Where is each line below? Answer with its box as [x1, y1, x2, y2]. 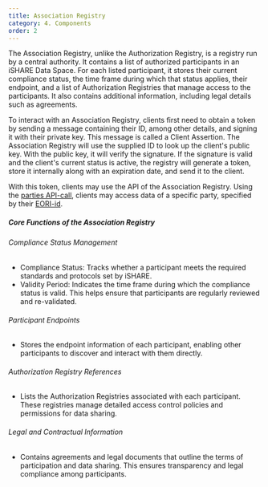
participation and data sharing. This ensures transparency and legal [19, 461, 244, 470]
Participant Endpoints [8, 315, 80, 325]
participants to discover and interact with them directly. [19, 348, 203, 358]
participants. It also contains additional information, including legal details [8, 91, 251, 101]
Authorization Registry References [8, 367, 122, 376]
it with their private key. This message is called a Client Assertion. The [8, 132, 241, 142]
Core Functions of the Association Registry [8, 217, 156, 227]
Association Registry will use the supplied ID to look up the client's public [8, 141, 250, 151]
